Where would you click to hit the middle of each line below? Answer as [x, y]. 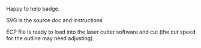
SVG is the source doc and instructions [55, 20]
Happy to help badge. [33, 9]
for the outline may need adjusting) [49, 38]
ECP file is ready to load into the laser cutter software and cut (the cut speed [101, 32]
